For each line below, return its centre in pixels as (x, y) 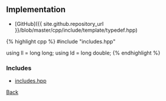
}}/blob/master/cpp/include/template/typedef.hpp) (76, 30)
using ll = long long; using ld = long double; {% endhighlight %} (83, 53)
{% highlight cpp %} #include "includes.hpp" (61, 41)
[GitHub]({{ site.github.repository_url (59, 23)
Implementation (36, 10)
